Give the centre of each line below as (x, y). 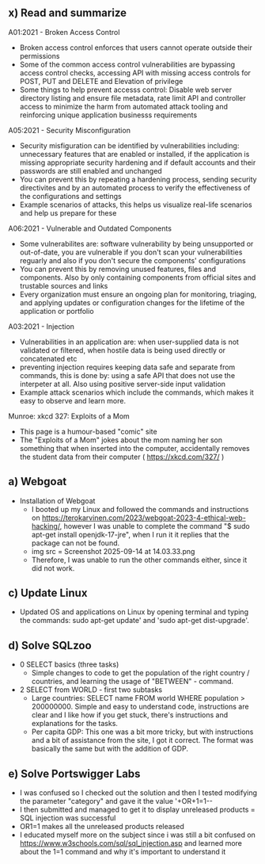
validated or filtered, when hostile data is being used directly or (123, 350)
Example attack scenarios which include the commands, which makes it (137, 392)
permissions (40, 55)
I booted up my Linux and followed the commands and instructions (140, 509)
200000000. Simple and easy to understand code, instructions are (140, 707)
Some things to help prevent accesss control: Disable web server (126, 90)
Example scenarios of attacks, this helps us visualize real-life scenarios (136, 205)
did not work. (53, 568)
